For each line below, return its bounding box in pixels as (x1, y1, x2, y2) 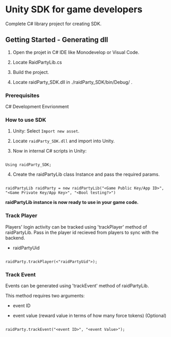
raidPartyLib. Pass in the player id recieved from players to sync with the (5, 229, 159, 235)
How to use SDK (5, 116, 46, 123)
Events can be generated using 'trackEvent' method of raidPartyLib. (5, 283, 149, 289)
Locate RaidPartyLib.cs (12, 59, 62, 65)
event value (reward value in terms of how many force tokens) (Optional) (12, 312, 167, 319)
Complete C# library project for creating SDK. (5, 21, 102, 27)
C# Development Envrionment (5, 104, 69, 110)
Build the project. (12, 69, 49, 75)
